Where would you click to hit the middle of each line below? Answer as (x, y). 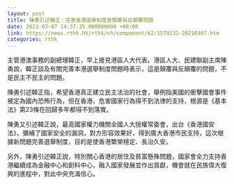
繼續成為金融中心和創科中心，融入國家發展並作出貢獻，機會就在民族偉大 (117, 165)
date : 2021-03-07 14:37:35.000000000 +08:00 (73, 26)
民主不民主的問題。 (40, 78)
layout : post (26, 14)
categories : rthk (32, 40)
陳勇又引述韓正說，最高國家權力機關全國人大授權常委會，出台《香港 (105, 124)
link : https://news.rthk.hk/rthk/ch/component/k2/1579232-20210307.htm (113, 33)
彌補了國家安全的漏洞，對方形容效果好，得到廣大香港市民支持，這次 (120, 133)
